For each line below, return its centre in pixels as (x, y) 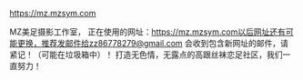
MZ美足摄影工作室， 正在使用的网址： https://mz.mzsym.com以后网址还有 (148, 32)
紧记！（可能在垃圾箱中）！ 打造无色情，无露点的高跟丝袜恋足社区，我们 (146, 55)
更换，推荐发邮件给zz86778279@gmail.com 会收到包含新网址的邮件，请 (153, 43)
